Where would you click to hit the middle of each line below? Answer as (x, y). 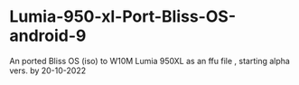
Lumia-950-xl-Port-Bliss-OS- (123, 17)
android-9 (48, 36)
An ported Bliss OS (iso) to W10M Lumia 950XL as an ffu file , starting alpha (150, 61)
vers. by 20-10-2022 (48, 71)
